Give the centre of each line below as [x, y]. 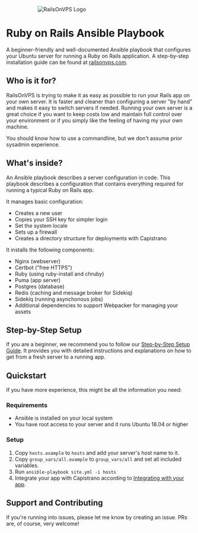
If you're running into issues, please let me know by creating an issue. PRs [97, 517]
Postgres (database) [39, 286]
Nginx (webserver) [38, 261]
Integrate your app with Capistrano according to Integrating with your [99, 478]
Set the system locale [41, 225]
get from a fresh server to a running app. [56, 357]
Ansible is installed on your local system [64, 418]
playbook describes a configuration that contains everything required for [95, 184]
